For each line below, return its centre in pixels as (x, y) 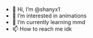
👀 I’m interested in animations (49, 16)
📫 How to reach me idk (42, 29)
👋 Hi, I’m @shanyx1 (36, 9)
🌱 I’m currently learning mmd (49, 22)
